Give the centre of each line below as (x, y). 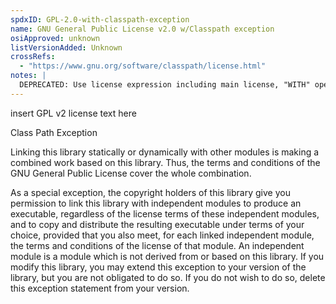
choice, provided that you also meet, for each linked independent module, (162, 235)
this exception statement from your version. (100, 288)
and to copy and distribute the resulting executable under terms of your (157, 224)
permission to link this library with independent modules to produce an (156, 203)
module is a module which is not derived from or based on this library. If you (167, 256)
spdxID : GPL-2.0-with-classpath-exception (100, 19)
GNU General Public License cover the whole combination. (131, 173)
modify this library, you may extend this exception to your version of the (158, 267)
